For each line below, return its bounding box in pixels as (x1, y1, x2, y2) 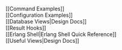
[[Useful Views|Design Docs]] (5, 37, 79, 44)
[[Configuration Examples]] (5, 11, 73, 19)
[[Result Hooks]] (5, 24, 46, 31)
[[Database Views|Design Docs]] (5, 18, 87, 25)
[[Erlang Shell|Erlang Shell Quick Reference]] (5, 31, 117, 38)
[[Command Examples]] (5, 5, 64, 12)
